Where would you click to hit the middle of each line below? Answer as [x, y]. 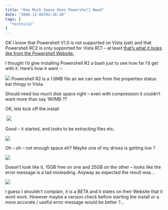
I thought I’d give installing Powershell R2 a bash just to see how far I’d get [82, 63]
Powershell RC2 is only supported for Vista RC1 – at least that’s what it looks [83, 48]
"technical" [22, 24]
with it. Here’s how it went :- [34, 69]
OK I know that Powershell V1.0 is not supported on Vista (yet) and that [78, 43]
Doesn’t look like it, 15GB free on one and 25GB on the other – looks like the [83, 167]
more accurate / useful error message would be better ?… [65, 202]
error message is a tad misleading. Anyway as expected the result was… [80, 172]
